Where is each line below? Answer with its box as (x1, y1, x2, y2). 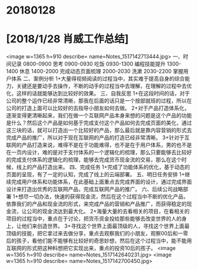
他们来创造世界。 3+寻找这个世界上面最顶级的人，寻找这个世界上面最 (21, 222, 190, 230)
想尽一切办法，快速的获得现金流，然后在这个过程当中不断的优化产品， (18, 193, 189, 200)
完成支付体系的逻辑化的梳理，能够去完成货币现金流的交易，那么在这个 (11, 156, 181, 163)
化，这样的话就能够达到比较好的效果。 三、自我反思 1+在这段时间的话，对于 (6, 90, 190, 97)
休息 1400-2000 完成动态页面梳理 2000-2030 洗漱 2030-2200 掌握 (19, 68, 184, 75)
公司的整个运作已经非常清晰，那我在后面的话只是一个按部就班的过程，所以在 (6, 97, 192, 104)
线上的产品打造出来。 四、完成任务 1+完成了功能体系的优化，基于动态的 (16, 163, 190, 171)
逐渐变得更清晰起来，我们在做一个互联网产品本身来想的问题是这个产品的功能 (6, 112, 192, 119)
